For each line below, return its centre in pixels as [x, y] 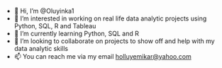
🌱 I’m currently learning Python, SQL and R [77, 33]
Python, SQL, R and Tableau [55, 26]
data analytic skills [41, 49]
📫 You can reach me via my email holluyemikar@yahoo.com [102, 56]
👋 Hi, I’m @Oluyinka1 [44, 11]
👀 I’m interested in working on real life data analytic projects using [110, 18]
